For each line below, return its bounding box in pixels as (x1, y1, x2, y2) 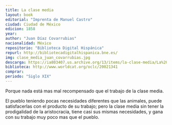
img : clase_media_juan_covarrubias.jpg (5, 55, 91, 60)
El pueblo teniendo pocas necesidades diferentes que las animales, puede (5, 97, 162, 104)
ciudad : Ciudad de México (5, 21, 60, 27)
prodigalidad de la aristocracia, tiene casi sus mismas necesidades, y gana (5, 108, 163, 115)
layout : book (5, 12, 33, 17)
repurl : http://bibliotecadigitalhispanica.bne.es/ (5, 50, 118, 55)
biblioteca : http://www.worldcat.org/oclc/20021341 (5, 64, 118, 69)
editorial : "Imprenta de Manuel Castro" (5, 17, 93, 22)
